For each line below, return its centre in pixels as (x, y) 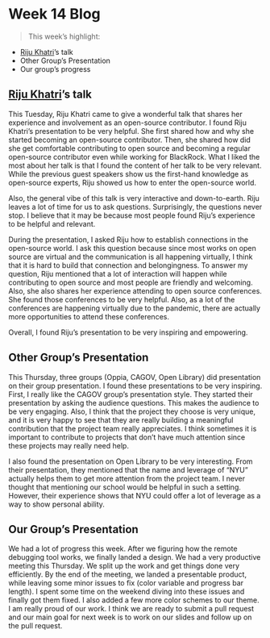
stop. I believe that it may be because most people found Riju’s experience (132, 215)
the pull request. (35, 626)
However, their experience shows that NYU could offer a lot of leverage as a (135, 495)
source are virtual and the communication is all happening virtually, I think (131, 256)
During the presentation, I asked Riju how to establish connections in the (128, 240)
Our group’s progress (55, 69)
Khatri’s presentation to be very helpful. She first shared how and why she (131, 131)
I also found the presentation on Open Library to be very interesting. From (131, 461)
